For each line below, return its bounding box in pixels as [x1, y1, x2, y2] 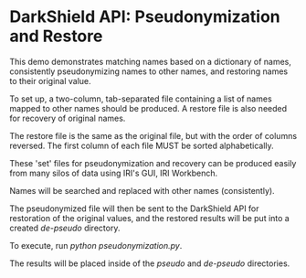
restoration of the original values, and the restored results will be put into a [9, 212, 290, 223]
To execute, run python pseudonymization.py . [9, 240, 183, 251]
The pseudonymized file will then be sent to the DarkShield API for [9, 203, 259, 214]
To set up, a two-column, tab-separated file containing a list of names [9, 93, 272, 104]
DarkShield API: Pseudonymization [9, 6, 280, 27]
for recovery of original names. [9, 112, 126, 123]
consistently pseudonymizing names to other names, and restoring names [9, 66, 289, 77]
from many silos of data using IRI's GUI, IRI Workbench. [9, 167, 218, 178]
